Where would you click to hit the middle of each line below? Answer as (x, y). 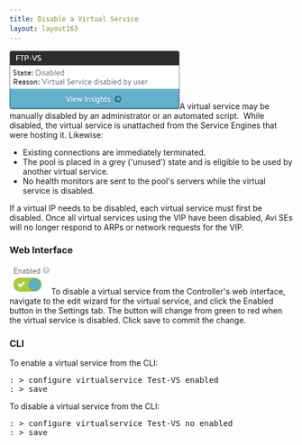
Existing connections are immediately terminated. (114, 152)
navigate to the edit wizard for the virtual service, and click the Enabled (142, 301)
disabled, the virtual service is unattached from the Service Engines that (143, 125)
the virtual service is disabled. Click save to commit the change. (128, 320)
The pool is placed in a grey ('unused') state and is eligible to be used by (157, 161)
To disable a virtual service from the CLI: (85, 406)
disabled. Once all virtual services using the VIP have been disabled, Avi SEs (151, 217)
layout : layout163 (44, 28)
